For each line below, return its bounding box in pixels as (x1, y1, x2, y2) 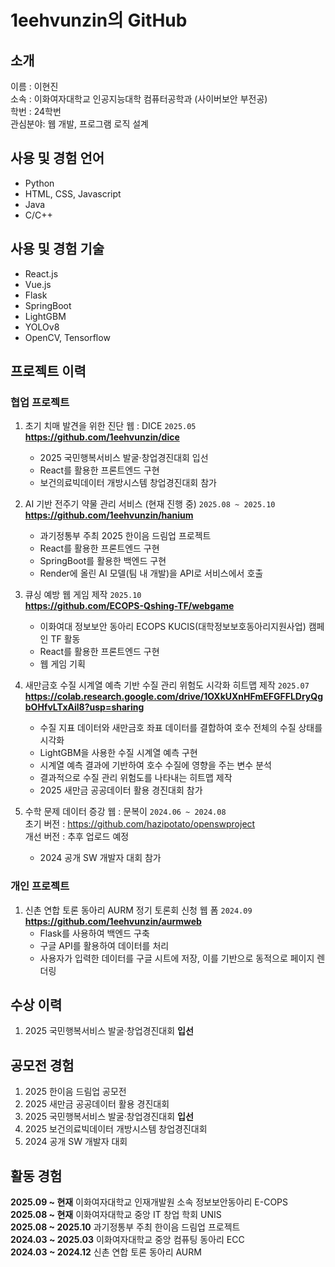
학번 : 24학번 (10, 106, 62, 117)
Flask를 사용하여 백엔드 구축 (39, 927, 150, 939)
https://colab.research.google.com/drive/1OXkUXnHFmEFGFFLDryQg (24, 691, 323, 703)
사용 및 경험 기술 (10, 241, 105, 258)
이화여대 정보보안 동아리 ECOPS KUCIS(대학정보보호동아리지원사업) (39, 621, 307, 633)
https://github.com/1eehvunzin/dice (24, 431, 180, 443)
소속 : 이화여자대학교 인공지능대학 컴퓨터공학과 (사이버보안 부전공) (10, 93, 268, 105)
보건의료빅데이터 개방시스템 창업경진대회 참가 (39, 477, 217, 489)
